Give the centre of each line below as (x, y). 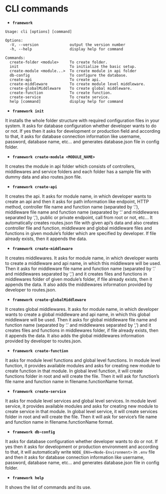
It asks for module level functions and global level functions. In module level (83, 360)
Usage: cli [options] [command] (39, 31)
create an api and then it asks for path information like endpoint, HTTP (77, 201)
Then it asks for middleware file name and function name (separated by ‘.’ (80, 268)
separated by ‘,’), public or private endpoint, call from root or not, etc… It (79, 217)
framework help (28, 478)
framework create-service (39, 391)
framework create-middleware (42, 248)
